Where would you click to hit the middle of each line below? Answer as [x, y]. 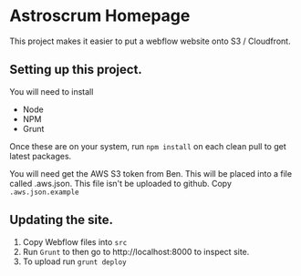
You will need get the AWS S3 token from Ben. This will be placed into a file [151, 173]
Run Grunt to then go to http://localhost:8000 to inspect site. [136, 251]
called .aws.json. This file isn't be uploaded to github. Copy [121, 183]
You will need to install [52, 91]
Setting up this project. [76, 70]
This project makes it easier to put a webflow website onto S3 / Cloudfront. [150, 41]
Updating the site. [62, 220]
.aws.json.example [44, 192]
